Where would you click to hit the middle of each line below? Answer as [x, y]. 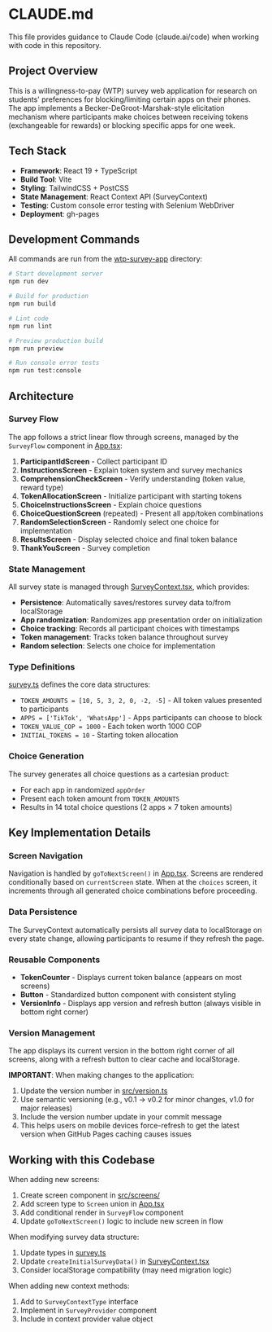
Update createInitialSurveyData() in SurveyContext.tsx [114, 1262]
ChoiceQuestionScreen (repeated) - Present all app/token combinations [142, 513]
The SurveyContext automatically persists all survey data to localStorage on [135, 930]
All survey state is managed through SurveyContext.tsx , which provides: [129, 587]
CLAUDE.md [51, 14]
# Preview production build [56, 341]
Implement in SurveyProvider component [88, 1310]
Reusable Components [54, 960]
